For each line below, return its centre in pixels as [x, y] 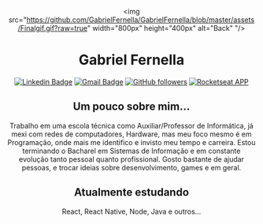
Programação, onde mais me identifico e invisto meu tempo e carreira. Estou [131, 142]
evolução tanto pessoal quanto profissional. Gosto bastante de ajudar [131, 159]
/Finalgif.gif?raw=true [53, 28]
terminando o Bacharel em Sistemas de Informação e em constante [131, 151]
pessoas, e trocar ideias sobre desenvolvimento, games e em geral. [131, 167]
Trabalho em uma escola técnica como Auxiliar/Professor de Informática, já [131, 125]
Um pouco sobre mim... [131, 107]
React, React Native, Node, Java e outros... [131, 211]
